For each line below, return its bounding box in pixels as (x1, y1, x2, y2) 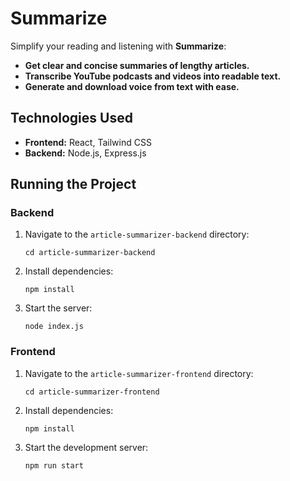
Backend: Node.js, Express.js (24, 147, 147, 159)
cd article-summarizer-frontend (24, 387, 160, 397)
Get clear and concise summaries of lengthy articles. (24, 59, 250, 71)
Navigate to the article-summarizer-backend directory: (24, 228, 250, 241)
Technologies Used (10, 110, 133, 127)
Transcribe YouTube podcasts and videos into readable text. (24, 70, 282, 82)
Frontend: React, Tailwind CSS (24, 136, 152, 148)
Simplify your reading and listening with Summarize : (10, 40, 227, 52)
